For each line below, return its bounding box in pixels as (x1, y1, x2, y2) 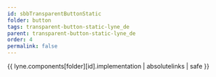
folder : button (7, 17, 52, 24)
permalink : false (7, 43, 58, 50)
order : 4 (7, 36, 33, 43)
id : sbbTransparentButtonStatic (7, 10, 101, 17)
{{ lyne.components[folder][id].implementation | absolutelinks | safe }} (7, 62, 210, 70)
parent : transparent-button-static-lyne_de (7, 29, 136, 37)
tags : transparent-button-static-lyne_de (7, 23, 130, 30)
